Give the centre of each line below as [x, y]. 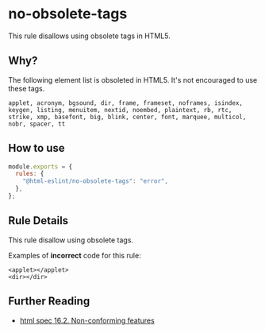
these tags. [27, 88]
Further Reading [49, 302]
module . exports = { [40, 166]
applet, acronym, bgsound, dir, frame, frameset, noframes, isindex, [126, 103]
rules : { [30, 174]
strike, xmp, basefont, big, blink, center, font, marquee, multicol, [127, 117]
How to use [36, 148]
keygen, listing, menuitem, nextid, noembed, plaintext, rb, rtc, [120, 110]
